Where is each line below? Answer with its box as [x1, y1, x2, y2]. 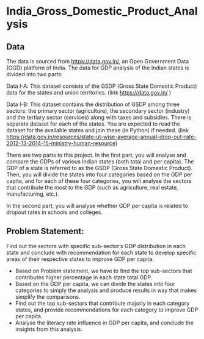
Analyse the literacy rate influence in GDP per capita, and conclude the [15, 319, 194, 326]
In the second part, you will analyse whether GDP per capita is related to [6, 202, 188, 209]
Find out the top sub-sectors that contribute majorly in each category [15, 299, 190, 307]
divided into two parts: [6, 71, 63, 77]
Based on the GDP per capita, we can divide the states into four [15, 280, 175, 287]
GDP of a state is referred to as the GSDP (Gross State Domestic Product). [6, 165, 193, 171]
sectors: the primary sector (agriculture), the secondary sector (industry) [6, 107, 191, 114]
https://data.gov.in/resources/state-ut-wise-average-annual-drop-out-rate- [6, 133, 197, 140]
